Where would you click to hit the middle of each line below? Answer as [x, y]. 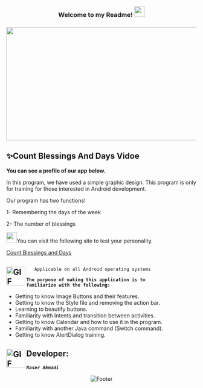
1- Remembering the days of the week [54, 212]
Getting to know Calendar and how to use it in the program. [89, 322]
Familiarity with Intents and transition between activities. [85, 316]
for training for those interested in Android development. [76, 189]
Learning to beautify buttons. [51, 309]
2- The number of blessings [41, 224]
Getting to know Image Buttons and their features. [77, 296]
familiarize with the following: [68, 285]
